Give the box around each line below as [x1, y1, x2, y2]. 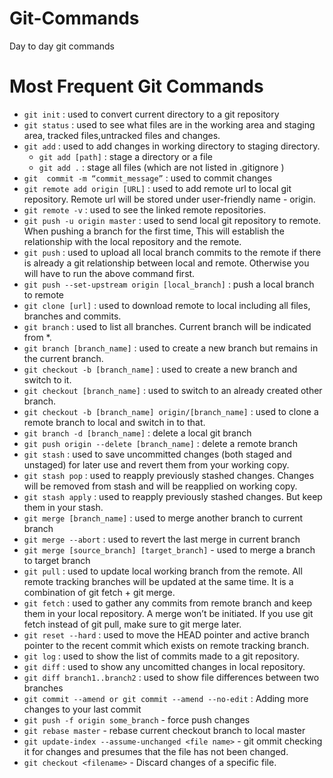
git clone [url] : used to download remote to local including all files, [23, 299, 311, 311]
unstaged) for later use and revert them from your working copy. [23, 458, 290, 471]
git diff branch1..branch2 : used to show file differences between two [23, 671, 320, 683]
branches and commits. [23, 310, 122, 322]
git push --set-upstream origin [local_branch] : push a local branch [23, 278, 315, 290]
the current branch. [23, 352, 104, 364]
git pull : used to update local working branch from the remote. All [23, 565, 303, 577]
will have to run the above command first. [23, 267, 196, 279]
